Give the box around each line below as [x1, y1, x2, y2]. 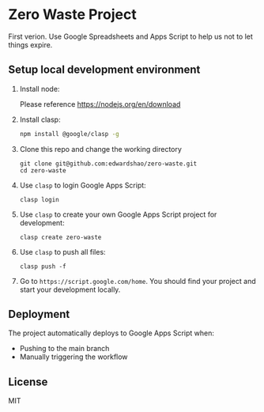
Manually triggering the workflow [19, 352, 128, 361]
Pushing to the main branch [19, 344, 110, 353]
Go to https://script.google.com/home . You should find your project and [19, 276, 256, 285]
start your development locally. [19, 285, 121, 294]
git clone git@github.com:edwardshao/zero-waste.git [19, 160, 198, 168]
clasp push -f [19, 263, 66, 270]
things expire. [8, 40, 53, 49]
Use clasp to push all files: [19, 247, 106, 256]
